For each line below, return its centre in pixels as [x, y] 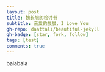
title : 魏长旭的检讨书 [32, 18]
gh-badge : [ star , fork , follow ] [47, 35]
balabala [17, 63]
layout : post [23, 12]
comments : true [26, 46]
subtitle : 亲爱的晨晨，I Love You [47, 23]
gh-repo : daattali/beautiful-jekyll [53, 29]
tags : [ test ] [23, 40]
